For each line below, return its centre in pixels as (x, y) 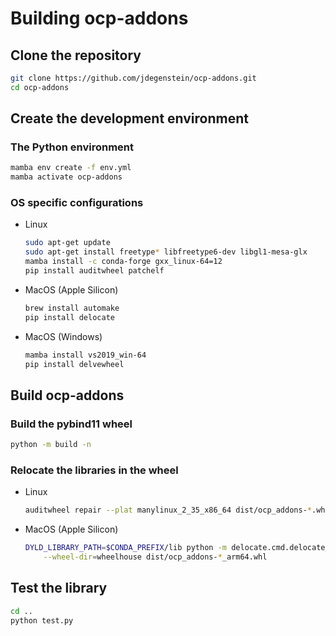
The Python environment (72, 147)
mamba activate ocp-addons (66, 177)
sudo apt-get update (67, 243)
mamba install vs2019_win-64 (85, 355)
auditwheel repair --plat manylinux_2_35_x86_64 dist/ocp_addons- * (168, 510)
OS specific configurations (77, 203)
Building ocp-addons (99, 18)
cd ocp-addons (40, 87)
